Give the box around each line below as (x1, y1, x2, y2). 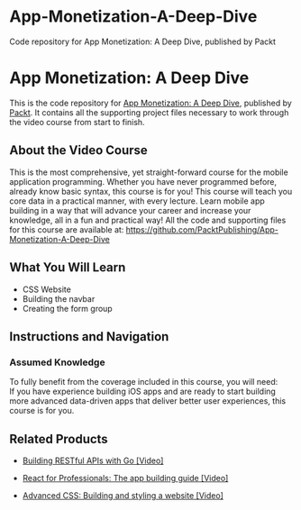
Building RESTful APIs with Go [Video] (22, 455, 164, 466)
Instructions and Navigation (9, 329, 169, 344)
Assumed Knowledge (9, 356, 105, 369)
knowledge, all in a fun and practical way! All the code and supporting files (9, 214, 287, 225)
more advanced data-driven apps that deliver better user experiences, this (9, 396, 287, 406)
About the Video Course (9, 142, 149, 159)
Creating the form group (22, 303, 113, 314)
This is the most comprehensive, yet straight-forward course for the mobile (9, 167, 288, 178)
